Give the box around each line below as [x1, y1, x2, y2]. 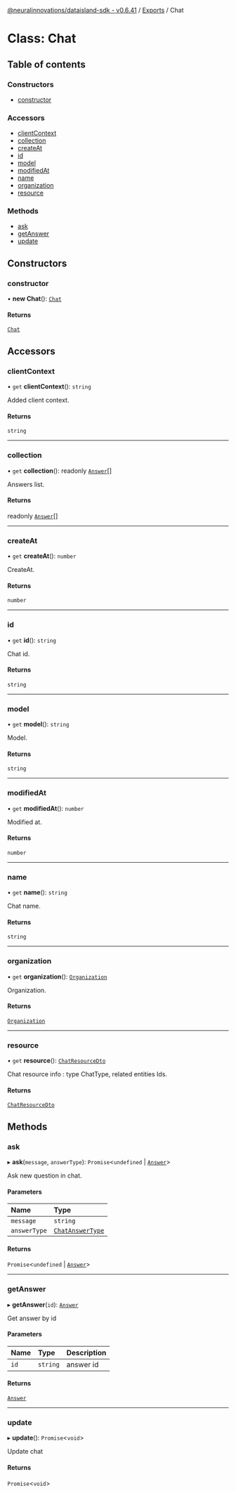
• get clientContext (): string [7, 382, 91, 391]
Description [66, 1348, 107, 1357]
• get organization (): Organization [7, 972, 107, 981]
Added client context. [7, 396, 70, 405]
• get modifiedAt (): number [7, 804, 84, 812]
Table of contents [7, 58, 86, 70]
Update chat [7, 1447, 44, 1456]
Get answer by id [7, 1314, 57, 1322]
